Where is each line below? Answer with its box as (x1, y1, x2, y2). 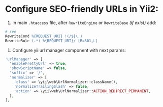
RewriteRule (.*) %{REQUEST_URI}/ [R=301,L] (5, 38, 98, 43)
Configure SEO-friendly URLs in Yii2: (5, 3, 159, 15)
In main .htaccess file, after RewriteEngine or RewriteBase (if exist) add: (12, 20, 157, 26)
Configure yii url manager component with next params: (12, 47, 126, 53)
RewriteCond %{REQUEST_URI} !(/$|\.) (5, 33, 83, 39)
